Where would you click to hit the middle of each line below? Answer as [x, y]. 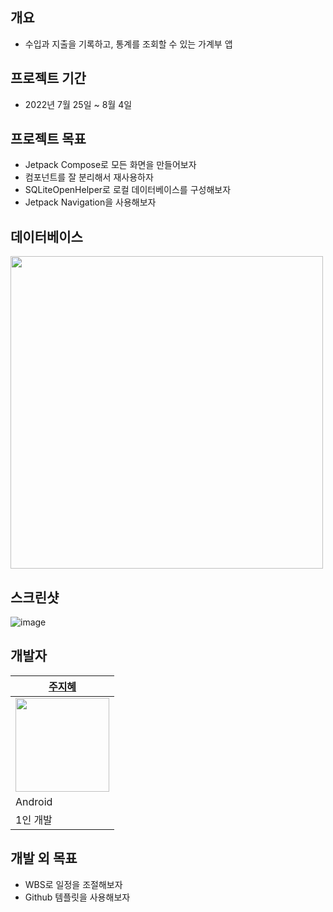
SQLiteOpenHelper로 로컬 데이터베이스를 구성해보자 [128, 190]
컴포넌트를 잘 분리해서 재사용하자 [89, 177]
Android [34, 801]
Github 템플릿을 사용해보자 [77, 897]
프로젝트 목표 [48, 139]
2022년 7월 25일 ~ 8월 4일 [78, 104]
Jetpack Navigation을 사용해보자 [90, 202]
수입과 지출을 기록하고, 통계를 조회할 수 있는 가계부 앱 [128, 44]
